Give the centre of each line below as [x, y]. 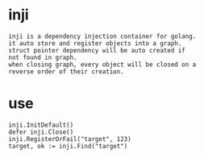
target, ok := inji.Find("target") [68, 146]
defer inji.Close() [41, 132]
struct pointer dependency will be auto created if [97, 50]
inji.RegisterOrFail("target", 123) [70, 139]
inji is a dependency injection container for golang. [102, 36]
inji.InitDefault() [41, 125]
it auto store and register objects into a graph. [95, 43]
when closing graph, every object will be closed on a [102, 64]
